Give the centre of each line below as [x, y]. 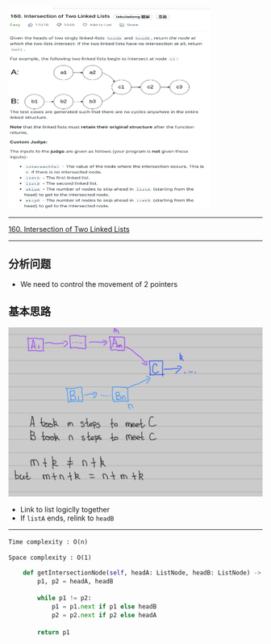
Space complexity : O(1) [50, 558]
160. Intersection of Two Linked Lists [69, 229]
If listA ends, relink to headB [67, 518]
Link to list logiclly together [65, 509]
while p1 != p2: [65, 598]
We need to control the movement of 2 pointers [99, 284]
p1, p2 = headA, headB [75, 581]
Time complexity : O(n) [48, 542]
